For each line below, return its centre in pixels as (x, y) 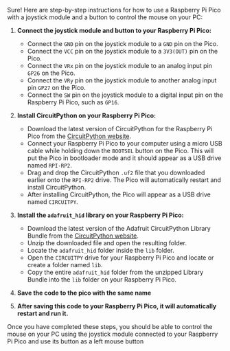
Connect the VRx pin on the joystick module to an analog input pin (120, 66)
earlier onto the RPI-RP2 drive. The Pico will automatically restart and (124, 180)
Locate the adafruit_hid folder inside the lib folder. (101, 250)
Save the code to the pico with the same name (84, 293)
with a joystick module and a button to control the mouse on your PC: (105, 17)
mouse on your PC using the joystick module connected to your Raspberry (113, 334)
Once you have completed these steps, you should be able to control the (110, 327)
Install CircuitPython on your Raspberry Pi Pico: (87, 115)
